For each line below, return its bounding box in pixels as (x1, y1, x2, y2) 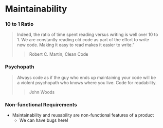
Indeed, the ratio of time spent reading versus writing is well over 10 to (17, 32, 158, 37)
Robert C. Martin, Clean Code (29, 51, 89, 57)
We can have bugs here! (19, 117, 69, 123)
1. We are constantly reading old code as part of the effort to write (17, 37, 149, 43)
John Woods (29, 89, 55, 95)
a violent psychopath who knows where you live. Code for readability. (17, 80, 157, 85)
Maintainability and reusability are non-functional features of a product (12, 112, 154, 118)
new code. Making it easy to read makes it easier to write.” (17, 42, 135, 48)
